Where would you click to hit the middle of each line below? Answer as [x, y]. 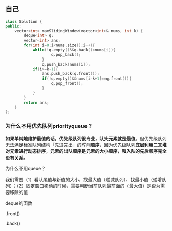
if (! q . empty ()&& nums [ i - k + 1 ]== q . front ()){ [87, 79]
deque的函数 [19, 203]
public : [14, 26]
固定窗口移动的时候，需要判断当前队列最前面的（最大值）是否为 [93, 186]
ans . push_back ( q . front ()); [71, 74]
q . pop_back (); [66, 55]
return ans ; [37, 102]
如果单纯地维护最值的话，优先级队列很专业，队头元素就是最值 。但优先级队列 [86, 138]
